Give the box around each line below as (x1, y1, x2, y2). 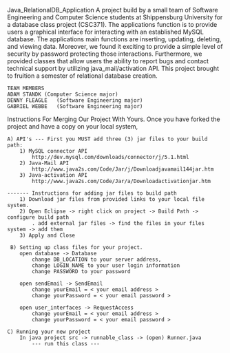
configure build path (7, 214, 70, 221)
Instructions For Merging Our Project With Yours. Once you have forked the (7, 115, 220, 123)
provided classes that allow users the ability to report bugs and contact (7, 57, 209, 65)
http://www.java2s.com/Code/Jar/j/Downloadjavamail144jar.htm (32, 166, 214, 173)
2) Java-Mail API (19, 160, 70, 167)
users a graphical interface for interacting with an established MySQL (7, 28, 205, 36)
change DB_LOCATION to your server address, (32, 256, 162, 263)
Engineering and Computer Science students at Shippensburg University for (7, 13, 223, 21)
